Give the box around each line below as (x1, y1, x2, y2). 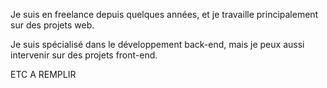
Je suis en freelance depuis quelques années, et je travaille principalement (10, 9, 319, 20)
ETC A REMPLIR (10, 69, 77, 80)
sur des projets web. (10, 19, 95, 31)
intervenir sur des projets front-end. (10, 49, 158, 61)
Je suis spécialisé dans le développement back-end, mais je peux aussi (10, 39, 305, 50)
